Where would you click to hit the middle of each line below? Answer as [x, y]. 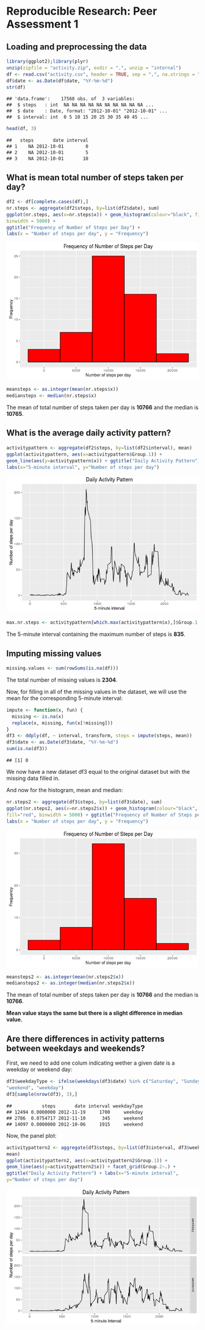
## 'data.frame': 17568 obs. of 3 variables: [71, 99]
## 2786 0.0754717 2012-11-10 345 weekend [75, 1118]
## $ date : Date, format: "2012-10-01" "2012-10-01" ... [87, 111]
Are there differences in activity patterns [85, 1039]
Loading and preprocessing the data [77, 47]
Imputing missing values [54, 653]
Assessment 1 [42, 24]
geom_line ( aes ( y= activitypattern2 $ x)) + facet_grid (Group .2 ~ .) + [91, 1167]
